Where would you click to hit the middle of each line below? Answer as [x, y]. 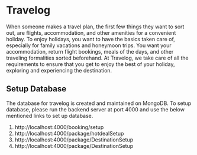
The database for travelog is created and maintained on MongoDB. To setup [99, 103]
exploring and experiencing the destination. [59, 70]
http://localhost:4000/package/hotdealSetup [69, 133]
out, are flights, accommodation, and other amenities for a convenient [91, 32]
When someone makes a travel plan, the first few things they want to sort [95, 27]
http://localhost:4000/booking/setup [59, 127]
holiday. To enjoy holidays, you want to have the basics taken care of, [91, 39]
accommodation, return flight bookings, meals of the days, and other [90, 51]
